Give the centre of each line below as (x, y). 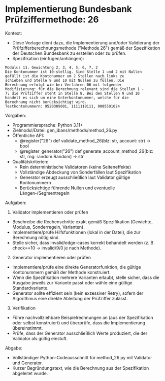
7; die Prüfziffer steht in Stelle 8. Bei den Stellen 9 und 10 (72, 93)
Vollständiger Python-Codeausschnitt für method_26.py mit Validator (82, 357)
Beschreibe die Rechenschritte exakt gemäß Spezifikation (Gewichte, (82, 222)
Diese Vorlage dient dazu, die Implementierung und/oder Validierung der (86, 42)
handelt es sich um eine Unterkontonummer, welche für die (67, 98)
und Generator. (28, 363)
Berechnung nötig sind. (36, 237)
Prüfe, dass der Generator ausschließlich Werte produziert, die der (80, 333)
